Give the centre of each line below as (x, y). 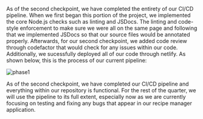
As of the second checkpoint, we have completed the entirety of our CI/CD (100, 9)
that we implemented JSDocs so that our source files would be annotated (98, 35)
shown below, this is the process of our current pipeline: (77, 60)
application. (21, 110)
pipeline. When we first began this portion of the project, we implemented (98, 15)
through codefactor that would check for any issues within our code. (92, 47)
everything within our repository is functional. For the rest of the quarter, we (101, 90)
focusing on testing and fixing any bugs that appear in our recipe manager (99, 103)
